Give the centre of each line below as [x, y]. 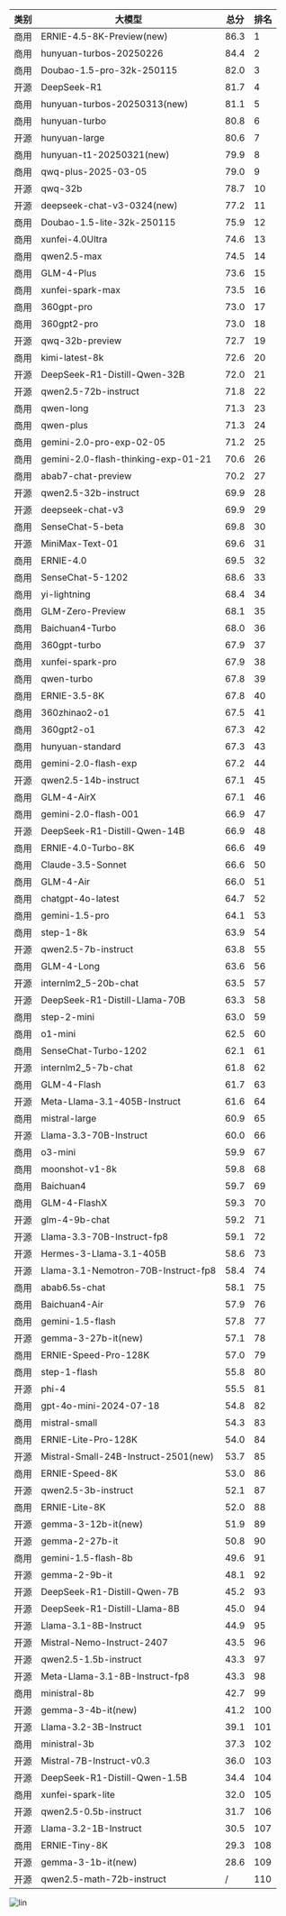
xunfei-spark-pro [79, 662]
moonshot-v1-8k [79, 1169]
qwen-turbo [67, 678]
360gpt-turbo [71, 645]
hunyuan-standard [81, 746]
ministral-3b [67, 1744]
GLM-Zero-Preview [83, 611]
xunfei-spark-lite [78, 1795]
